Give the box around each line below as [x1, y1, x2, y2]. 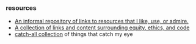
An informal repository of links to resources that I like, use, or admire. [14, 18, 189, 25]
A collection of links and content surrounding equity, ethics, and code [14, 24, 190, 31]
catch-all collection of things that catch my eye [14, 31, 133, 38]
